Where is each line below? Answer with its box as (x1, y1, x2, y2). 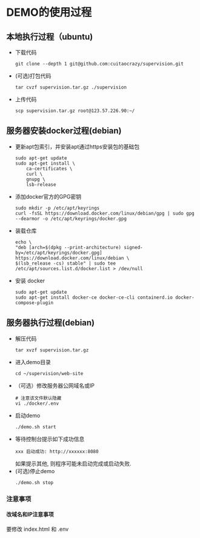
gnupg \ (26, 176, 45, 182)
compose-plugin (15, 299, 54, 306)
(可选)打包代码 (15, 72, 52, 79)
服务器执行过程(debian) (6, 317, 95, 328)
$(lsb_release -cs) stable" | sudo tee (15, 260, 116, 267)
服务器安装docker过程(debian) (6, 125, 122, 136)
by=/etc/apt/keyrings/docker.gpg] (15, 250, 102, 256)
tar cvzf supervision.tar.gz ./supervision (15, 84, 127, 90)
